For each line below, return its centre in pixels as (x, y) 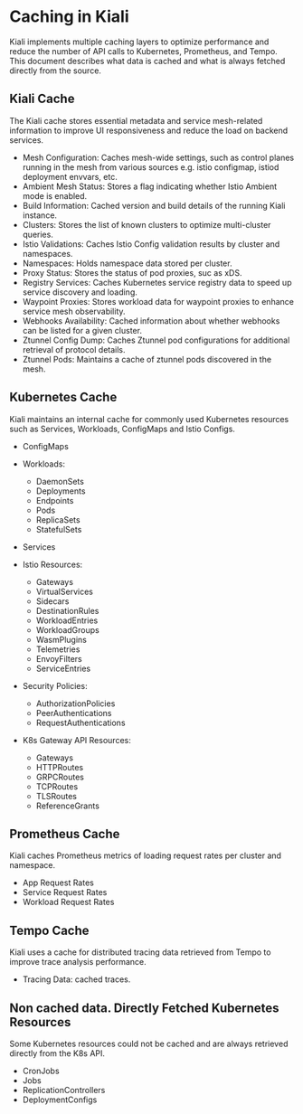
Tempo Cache (49, 930)
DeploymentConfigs (60, 1100)
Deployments (61, 491)
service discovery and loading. (80, 292)
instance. (39, 215)
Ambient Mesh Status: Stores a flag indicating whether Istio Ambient (150, 186)
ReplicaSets (58, 519)
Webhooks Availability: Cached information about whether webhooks (151, 321)
